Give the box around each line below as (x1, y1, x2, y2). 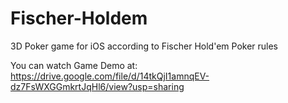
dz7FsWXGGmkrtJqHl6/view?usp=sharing (10, 80, 185, 92)
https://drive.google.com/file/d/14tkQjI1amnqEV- (10, 70, 210, 82)
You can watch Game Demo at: (10, 59, 138, 71)
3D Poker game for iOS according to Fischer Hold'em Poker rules (10, 40, 279, 52)
